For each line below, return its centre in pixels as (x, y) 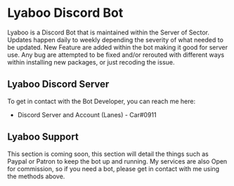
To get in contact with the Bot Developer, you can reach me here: (101, 101)
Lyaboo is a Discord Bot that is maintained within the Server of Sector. (108, 32)
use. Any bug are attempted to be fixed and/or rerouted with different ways (116, 55)
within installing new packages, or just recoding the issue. (91, 62)
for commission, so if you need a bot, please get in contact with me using (113, 168)
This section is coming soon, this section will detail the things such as (108, 154)
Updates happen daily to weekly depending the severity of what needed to (115, 39)
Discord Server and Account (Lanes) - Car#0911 (87, 114)
